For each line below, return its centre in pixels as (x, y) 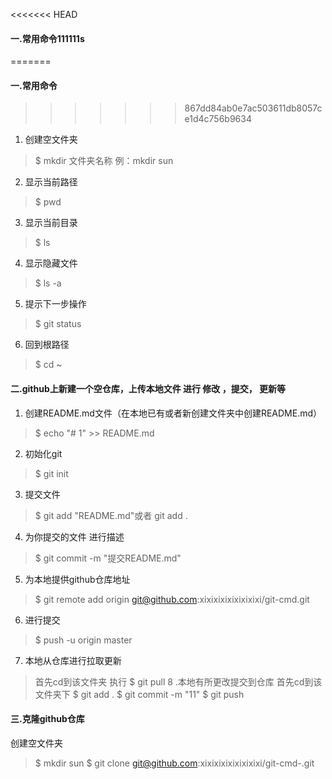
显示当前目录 (51, 223)
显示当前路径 (51, 182)
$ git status (58, 324)
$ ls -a (48, 283)
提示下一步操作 (55, 304)
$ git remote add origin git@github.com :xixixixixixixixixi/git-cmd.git (172, 599)
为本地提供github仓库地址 (77, 579)
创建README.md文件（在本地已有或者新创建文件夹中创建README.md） (173, 413)
